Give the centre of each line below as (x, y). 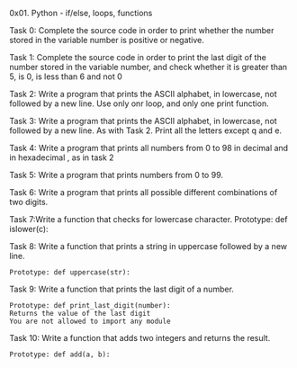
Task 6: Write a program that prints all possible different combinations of (144, 192)
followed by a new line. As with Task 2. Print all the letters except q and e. (145, 130)
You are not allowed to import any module (90, 321)
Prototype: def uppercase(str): (70, 273)
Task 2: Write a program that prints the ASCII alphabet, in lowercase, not (143, 94)
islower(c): (29, 229)
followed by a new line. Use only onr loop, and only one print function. (139, 103)
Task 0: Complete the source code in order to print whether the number (142, 30)
